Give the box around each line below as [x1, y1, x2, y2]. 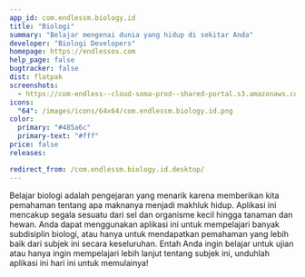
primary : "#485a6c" [17, 124, 92, 133]
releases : [9, 148, 47, 157]
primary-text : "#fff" [17, 132, 100, 141]
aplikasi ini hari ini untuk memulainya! [9, 257, 149, 268]
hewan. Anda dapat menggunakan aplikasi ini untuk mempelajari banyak [9, 219, 280, 230]
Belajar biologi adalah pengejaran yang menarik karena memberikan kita [9, 190, 280, 201]
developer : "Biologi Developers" [9, 38, 136, 48]
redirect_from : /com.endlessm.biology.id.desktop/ [9, 164, 205, 173]
